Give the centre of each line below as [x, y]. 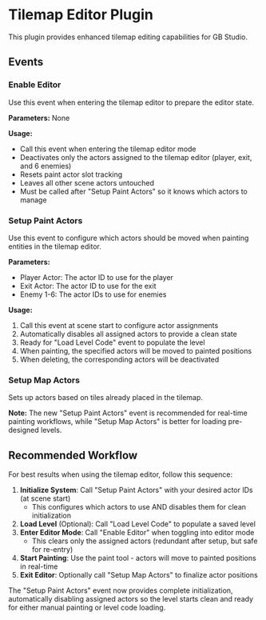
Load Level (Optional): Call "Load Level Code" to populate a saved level [137, 524]
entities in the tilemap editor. [55, 246]
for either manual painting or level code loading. [87, 608]
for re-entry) [52, 550]
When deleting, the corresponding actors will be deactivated [119, 359]
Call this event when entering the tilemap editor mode [108, 149]
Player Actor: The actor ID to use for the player [97, 277]
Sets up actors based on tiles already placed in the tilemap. [106, 398]
